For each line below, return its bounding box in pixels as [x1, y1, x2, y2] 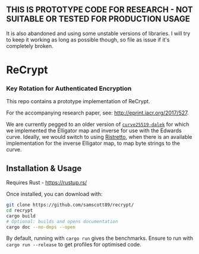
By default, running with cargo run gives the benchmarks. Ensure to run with [6, 234, 193, 242]
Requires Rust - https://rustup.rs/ [6, 179, 87, 186]
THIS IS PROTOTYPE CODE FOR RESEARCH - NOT [6, 5, 193, 15]
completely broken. [6, 42, 53, 49]
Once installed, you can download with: [6, 190, 103, 198]
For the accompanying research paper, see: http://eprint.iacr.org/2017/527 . [6, 109, 189, 116]
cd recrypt [6, 207, 33, 213]
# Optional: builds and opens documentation [6, 218, 118, 224]
